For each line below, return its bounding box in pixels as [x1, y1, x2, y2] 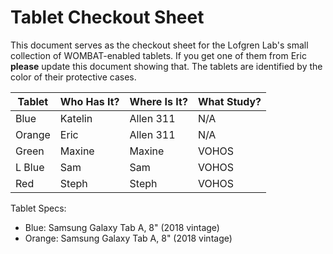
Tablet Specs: [10, 202, 67, 214]
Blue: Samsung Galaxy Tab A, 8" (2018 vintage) [24, 221, 220, 233]
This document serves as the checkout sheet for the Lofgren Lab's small [10, 39, 309, 51]
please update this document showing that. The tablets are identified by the [10, 60, 323, 72]
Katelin [59, 111, 93, 125]
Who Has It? [59, 94, 120, 108]
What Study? [197, 94, 262, 108]
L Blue [15, 160, 45, 174]
